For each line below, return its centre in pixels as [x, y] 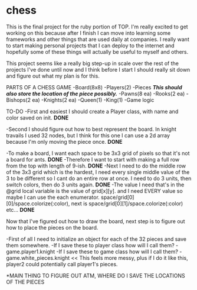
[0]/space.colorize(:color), [38, 203]
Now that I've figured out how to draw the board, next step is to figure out [96, 221]
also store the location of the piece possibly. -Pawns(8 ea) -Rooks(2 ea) [96, 94]
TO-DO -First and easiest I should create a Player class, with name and [92, 111]
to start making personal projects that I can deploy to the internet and [91, 46]
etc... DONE [20, 210]
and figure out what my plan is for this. [53, 76]
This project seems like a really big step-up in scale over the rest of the [92, 63]
